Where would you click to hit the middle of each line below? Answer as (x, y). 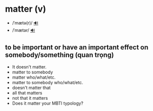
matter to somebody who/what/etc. (48, 82)
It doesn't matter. (29, 67)
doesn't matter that (31, 88)
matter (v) (26, 9)
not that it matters (30, 98)
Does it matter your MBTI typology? (48, 103)
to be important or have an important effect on (77, 47)
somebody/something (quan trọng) (59, 55)
